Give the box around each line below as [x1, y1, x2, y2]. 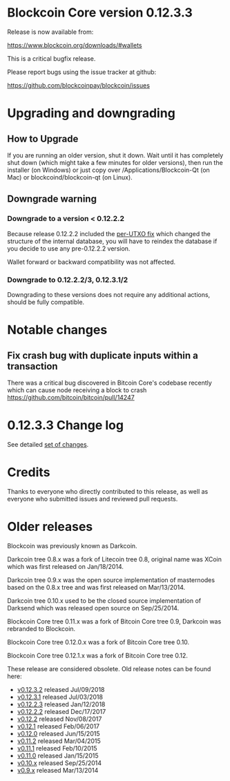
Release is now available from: [7, 28, 94, 36]
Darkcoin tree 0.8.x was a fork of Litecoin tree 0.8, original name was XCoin [7, 555, 222, 563]
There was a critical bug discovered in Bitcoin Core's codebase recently [7, 378, 212, 387]
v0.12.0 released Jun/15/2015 [17, 729, 100, 737]
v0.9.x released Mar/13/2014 [17, 766, 99, 774]
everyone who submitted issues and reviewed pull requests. [7, 494, 178, 503]
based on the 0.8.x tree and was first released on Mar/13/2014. [7, 583, 186, 591]
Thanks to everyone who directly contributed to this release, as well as [7, 487, 209, 495]
